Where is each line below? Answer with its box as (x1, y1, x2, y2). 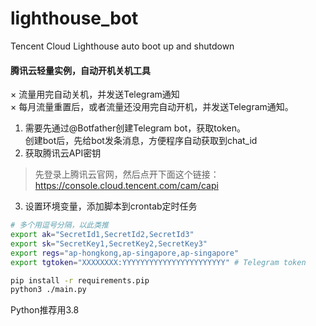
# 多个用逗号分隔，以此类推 (10, 220, 110, 231)
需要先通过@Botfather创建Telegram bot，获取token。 (24, 122, 246, 134)
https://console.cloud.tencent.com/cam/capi (34, 180, 219, 192)
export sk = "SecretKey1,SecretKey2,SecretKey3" (10, 238, 208, 249)
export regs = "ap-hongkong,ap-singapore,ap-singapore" (10, 248, 240, 258)
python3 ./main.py (10, 285, 87, 295)
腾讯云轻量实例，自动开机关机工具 (10, 64, 151, 76)
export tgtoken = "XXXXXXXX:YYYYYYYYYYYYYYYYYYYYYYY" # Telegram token (10, 257, 307, 267)
